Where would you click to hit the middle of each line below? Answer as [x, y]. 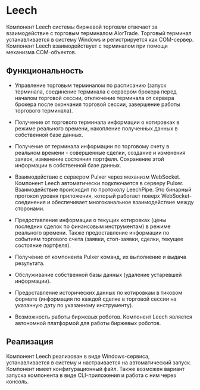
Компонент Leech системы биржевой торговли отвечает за [82, 27]
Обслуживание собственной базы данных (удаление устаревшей [98, 274]
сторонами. [29, 208]
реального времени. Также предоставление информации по [92, 232]
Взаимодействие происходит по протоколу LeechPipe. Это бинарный [103, 189]
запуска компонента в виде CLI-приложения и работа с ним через [91, 375]
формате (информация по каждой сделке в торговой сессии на [96, 299]
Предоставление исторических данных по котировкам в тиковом [99, 292]
